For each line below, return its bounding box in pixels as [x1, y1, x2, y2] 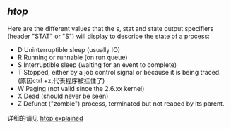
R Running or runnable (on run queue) [17, 53, 129, 61]
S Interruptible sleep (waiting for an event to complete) [17, 60, 177, 69]
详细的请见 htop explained [7, 113, 83, 122]
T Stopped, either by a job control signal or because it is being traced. [17, 68, 221, 76]
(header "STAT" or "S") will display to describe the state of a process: [7, 32, 210, 40]
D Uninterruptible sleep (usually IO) [17, 45, 121, 54]
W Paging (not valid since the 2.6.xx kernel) [17, 84, 145, 92]
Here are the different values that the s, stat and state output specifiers [7, 24, 214, 32]
